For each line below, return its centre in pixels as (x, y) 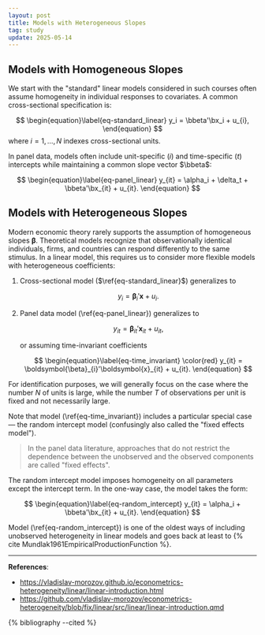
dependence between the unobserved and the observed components (140, 457)
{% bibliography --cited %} (52, 622)
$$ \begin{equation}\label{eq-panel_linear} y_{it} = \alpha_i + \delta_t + (132, 180)
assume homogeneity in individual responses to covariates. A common (123, 97)
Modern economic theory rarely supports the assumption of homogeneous (130, 232)
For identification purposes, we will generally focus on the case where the (128, 384)
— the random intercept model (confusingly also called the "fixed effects (126, 425)
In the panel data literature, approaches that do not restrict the (129, 448)
